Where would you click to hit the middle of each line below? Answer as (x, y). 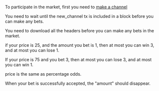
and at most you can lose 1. (32, 50)
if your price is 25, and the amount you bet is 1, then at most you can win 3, (80, 45)
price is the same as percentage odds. (43, 74)
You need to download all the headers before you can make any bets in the (79, 31)
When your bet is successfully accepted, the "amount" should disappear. (78, 83)
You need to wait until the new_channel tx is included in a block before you (79, 16)
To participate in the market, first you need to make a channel (66, 7)
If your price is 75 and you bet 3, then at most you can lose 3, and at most (78, 59)
